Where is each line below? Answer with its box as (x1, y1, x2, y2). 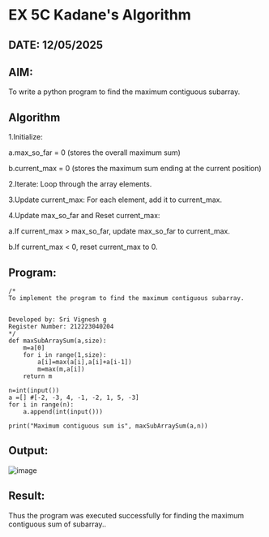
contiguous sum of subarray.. (8, 519, 107, 529)
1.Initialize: (8, 132, 43, 142)
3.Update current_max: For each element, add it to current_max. (8, 195, 223, 204)
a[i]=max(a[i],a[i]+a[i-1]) (37, 359, 132, 367)
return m (23, 372, 53, 380)
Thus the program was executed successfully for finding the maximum (8, 510, 245, 520)
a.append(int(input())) (23, 408, 104, 416)
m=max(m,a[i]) (37, 365, 85, 374)
